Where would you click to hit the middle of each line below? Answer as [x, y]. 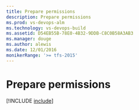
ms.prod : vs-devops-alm [35, 22]
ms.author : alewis [29, 45]
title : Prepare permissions [41, 11]
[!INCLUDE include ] [30, 101]
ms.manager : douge [29, 39]
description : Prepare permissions [49, 17]
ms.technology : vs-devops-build [46, 28]
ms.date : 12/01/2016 [32, 50]
